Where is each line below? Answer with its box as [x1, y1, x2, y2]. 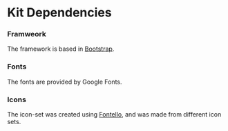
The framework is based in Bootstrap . [7, 45, 115, 53]
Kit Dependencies [7, 5, 112, 21]
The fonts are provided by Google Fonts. [7, 78, 122, 86]
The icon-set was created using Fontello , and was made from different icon [7, 110, 222, 119]
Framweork [7, 29, 47, 39]
